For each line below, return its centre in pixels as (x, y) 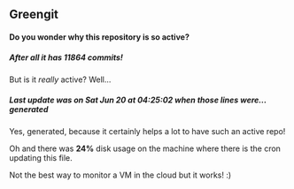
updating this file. (41, 157)
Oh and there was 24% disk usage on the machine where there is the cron (145, 148)
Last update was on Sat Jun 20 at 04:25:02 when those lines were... (138, 100)
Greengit (34, 15)
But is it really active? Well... (60, 79)
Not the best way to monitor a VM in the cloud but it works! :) (120, 175)
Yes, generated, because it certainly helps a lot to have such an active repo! (147, 131)
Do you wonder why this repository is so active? (100, 37)
